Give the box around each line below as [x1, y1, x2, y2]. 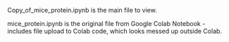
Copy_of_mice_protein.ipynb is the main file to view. [7, 6, 157, 14]
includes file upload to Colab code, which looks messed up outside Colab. [7, 27, 223, 35]
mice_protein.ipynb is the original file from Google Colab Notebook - [7, 20, 206, 27]
